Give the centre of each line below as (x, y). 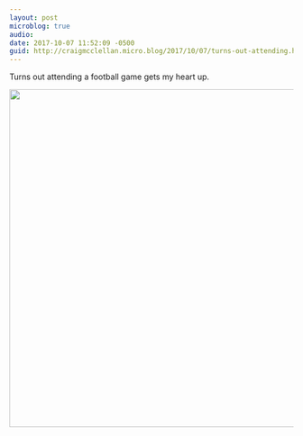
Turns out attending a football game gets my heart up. (110, 77)
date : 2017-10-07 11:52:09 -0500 (72, 43)
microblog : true (40, 26)
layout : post (34, 18)
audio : (22, 34)
